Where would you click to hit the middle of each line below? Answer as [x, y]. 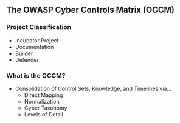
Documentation [34, 47]
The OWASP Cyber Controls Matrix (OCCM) [90, 10]
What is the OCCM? [36, 75]
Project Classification [39, 27]
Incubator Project [37, 40]
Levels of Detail [43, 114]
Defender [27, 59]
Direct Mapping [43, 95]
